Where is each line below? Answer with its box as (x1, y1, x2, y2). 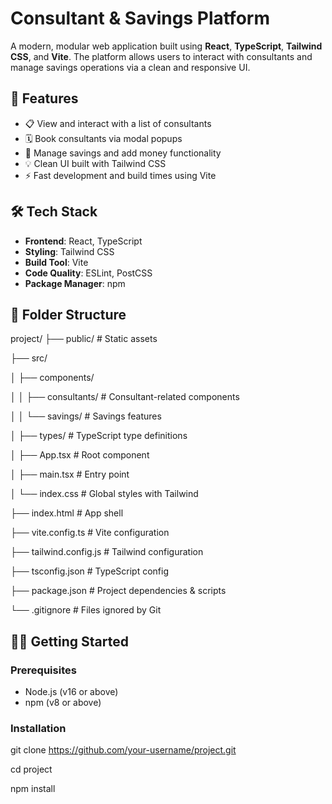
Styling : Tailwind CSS (24, 245, 115, 257)
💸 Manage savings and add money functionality (24, 147, 222, 159)
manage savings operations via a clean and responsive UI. (10, 61, 251, 73)
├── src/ (10, 352, 48, 364)
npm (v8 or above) (24, 697, 102, 709)
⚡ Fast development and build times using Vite (24, 169, 217, 181)
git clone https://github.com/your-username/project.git (10, 744, 237, 756)
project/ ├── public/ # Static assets (10, 333, 158, 345)
